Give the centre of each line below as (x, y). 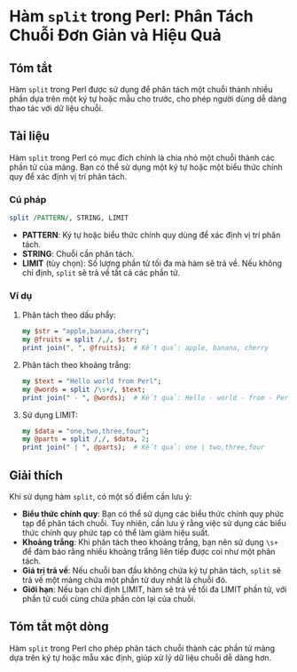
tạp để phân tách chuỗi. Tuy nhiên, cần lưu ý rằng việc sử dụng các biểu (154, 523)
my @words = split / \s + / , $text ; (84, 389)
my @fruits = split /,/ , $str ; (80, 340)
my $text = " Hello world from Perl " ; (92, 381)
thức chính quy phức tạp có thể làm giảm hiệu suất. (116, 532)
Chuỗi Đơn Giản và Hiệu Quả (115, 35)
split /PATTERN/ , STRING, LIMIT (69, 218)
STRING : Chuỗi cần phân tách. (78, 253)
